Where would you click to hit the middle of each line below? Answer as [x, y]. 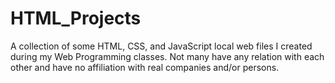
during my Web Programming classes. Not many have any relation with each [167, 56]
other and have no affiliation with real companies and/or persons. [145, 67]
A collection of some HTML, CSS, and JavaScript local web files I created [161, 46]
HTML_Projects [76, 18]
